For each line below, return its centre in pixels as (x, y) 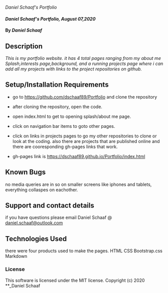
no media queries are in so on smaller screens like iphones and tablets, (78, 184)
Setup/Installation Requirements (57, 85)
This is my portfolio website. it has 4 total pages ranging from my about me (83, 58)
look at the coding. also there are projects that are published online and (86, 141)
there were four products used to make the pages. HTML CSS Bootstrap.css (84, 251)
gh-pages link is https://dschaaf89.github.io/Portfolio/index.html (79, 156)
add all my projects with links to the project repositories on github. (73, 69)
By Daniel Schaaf (24, 30)
